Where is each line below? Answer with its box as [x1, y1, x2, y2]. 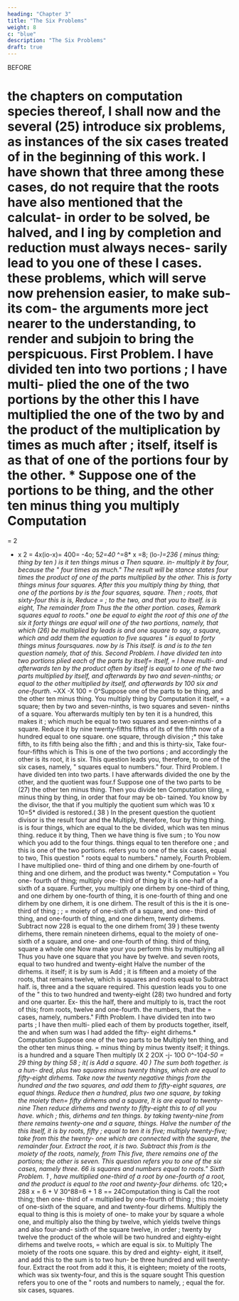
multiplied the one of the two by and [7, 407, 225, 423]
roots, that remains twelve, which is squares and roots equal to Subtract [17, 975, 229, 983]
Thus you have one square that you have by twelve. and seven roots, [17, 952, 220, 961]
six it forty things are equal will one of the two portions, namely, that [17, 618, 218, 627]
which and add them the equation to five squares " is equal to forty [17, 633, 216, 642]
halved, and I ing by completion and [7, 225, 222, 241]
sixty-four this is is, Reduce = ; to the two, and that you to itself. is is [17, 595, 217, 604]
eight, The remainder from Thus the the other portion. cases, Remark [17, 603, 221, 612]
